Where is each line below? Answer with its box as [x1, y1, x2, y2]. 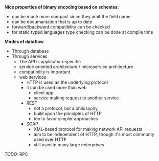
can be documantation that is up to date [11, 19, 92, 24]
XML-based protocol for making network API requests [33, 126, 143, 132]
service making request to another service [33, 95, 119, 101]
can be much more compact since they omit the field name [11, 14, 131, 19]
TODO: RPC [4, 151, 28, 157]
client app [33, 90, 54, 95]
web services [19, 74, 46, 80]
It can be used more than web [26, 85, 87, 90]
